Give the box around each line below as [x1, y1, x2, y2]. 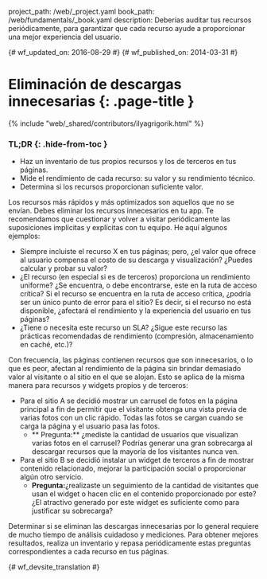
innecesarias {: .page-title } [8, 92, 195, 111]
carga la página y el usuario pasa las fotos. [19, 421, 161, 431]
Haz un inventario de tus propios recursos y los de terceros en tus [19, 157, 237, 166]
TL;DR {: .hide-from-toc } [8, 139, 108, 150]
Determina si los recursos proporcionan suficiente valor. [19, 182, 204, 192]
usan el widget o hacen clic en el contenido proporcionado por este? [31, 489, 257, 499]
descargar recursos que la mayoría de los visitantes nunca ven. [31, 447, 240, 456]
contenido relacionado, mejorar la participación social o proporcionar [19, 464, 246, 473]
